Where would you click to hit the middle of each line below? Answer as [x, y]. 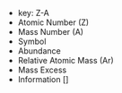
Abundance [39, 51]
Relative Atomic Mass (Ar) [65, 60]
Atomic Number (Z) [53, 22]
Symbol [32, 41]
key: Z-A [33, 13]
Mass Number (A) [50, 32]
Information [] [43, 79]
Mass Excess [42, 70]
